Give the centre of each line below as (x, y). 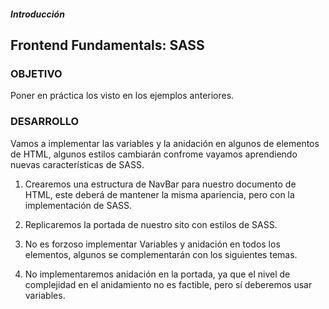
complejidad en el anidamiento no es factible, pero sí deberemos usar (168, 284)
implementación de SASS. (78, 205)
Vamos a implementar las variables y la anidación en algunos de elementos (165, 143)
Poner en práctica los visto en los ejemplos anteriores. (122, 96)
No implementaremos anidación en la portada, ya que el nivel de (157, 274)
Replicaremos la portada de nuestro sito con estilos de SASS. (151, 224)
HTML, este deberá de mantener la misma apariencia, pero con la (159, 194)
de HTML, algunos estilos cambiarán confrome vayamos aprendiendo (154, 154)
